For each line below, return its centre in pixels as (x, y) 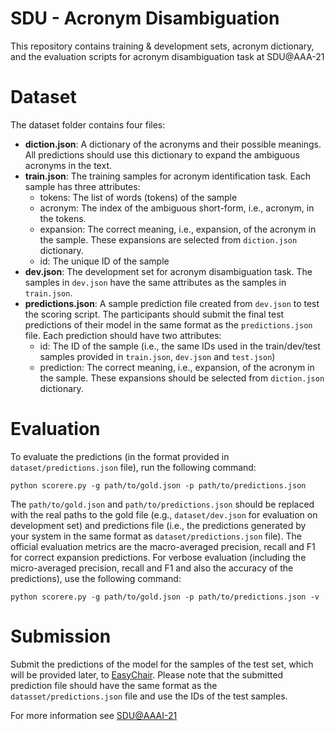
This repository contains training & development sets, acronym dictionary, (162, 46)
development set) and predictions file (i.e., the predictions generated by (158, 525)
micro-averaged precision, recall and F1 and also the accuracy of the (152, 568)
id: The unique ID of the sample (104, 261)
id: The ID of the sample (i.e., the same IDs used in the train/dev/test (180, 346)
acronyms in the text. (68, 165)
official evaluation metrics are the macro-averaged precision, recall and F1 (163, 546)
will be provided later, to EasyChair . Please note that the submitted (147, 674)
